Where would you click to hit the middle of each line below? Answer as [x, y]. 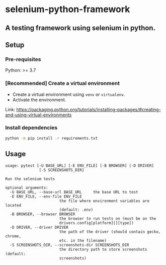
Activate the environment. [39, 100]
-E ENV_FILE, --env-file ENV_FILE [46, 196]
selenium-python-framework [68, 9]
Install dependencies [31, 128]
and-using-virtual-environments [38, 115]
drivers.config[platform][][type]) [97, 223]
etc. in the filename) [83, 240]
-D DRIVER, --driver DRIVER [39, 227]
